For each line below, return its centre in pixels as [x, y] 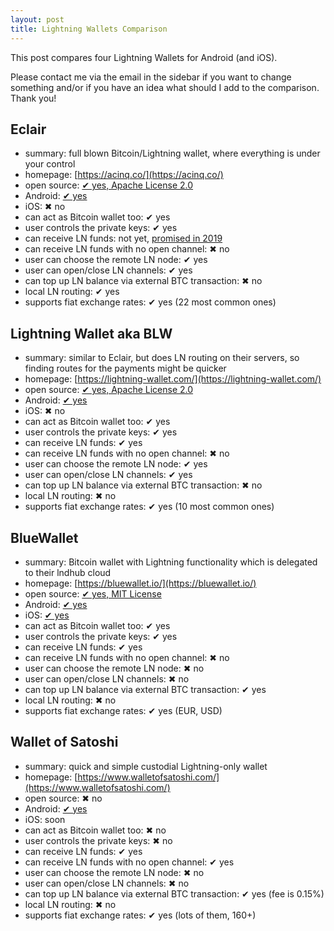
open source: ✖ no [63, 798]
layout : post [37, 19]
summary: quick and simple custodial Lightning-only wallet [146, 766]
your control [50, 164]
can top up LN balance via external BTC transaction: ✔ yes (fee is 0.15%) [174, 893]
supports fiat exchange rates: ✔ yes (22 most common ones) [150, 302]
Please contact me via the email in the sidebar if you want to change [151, 77]
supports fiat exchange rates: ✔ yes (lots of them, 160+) [140, 915]
